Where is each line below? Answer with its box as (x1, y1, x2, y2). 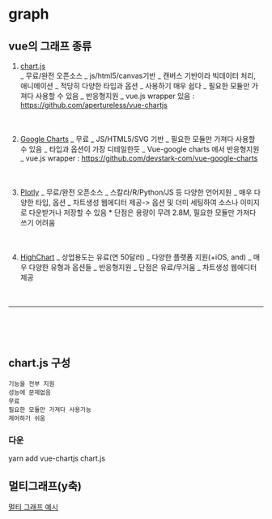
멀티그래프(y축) (8, 479, 83, 493)
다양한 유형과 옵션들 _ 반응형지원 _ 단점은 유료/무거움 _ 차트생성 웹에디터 (28, 263, 257, 272)
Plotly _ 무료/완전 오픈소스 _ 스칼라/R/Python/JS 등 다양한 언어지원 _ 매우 (19, 187, 253, 197)
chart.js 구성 (8, 356, 71, 370)
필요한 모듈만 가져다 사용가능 (8, 405, 91, 414)
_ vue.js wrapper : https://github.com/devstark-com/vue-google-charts (19, 153, 258, 163)
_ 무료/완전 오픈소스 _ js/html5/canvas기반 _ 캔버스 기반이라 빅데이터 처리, (19, 71, 257, 80)
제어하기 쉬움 (8, 414, 46, 422)
